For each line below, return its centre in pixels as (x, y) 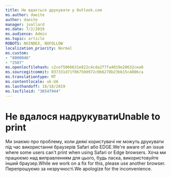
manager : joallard (25, 24)
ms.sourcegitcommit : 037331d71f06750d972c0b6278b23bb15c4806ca (74, 72)
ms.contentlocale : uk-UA (32, 82)
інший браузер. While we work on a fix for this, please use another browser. (85, 163)
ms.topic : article (25, 39)
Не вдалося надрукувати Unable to (83, 116)
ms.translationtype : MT (31, 77)
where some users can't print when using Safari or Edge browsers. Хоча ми (86, 152)
